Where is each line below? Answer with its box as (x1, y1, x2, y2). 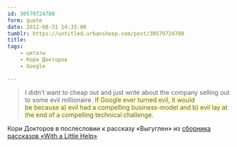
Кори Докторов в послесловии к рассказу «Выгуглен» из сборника (7, 124, 212, 132)
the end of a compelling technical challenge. (24, 110, 154, 119)
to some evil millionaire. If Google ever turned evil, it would (24, 96, 195, 104)
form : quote (7, 17, 42, 24)
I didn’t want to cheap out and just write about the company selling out (24, 88, 230, 96)
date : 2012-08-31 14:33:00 (7, 23, 87, 30)
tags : (7, 43, 23, 50)
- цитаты (20, 50, 46, 57)
